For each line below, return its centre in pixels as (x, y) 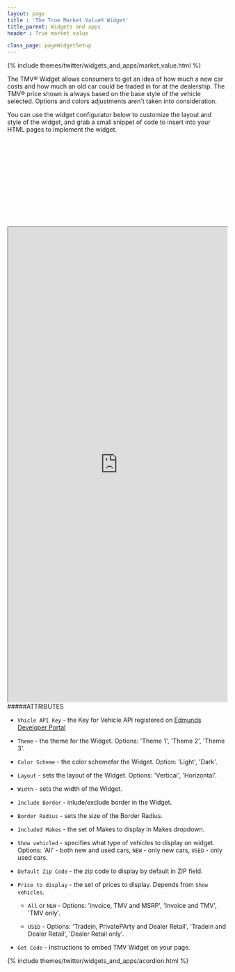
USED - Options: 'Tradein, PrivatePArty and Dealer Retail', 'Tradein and (127, 927)
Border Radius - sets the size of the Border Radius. (90, 816)
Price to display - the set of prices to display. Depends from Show (113, 885)
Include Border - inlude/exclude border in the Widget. (95, 803)
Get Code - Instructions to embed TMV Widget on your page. (104, 948)
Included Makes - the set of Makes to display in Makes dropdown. (111, 829)
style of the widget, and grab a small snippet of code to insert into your (109, 122)
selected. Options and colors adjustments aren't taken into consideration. (112, 101)
